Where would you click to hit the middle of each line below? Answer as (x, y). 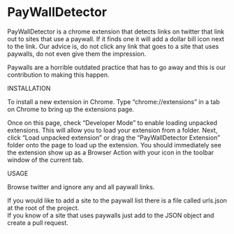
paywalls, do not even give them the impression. (77, 54)
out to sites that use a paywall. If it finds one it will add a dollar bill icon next (116, 38)
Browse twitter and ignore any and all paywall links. (81, 187)
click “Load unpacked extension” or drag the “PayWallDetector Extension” (114, 138)
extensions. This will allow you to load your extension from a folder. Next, (112, 130)
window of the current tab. (45, 160)
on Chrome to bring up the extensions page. (71, 109)
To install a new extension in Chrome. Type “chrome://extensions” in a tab (114, 101)
